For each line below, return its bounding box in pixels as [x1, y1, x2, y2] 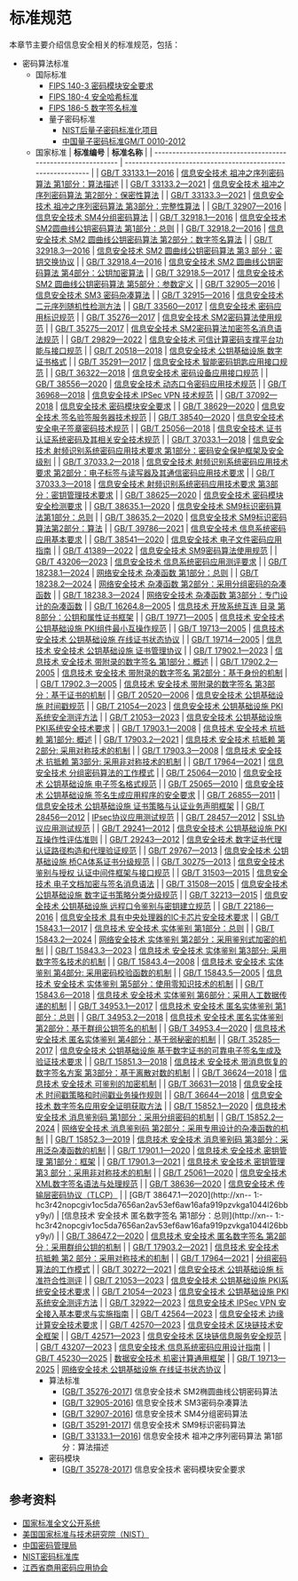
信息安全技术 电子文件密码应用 [170, 534, 282, 545]
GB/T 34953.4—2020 [168, 1023, 248, 1034]
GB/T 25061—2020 [162, 1167, 233, 1178]
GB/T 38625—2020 [124, 490, 197, 500]
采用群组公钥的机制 [51, 1242, 122, 1252]
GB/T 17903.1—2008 [121, 723, 197, 733]
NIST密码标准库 [21, 1551, 80, 1561]
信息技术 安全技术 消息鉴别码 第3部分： [137, 1134, 281, 1145]
